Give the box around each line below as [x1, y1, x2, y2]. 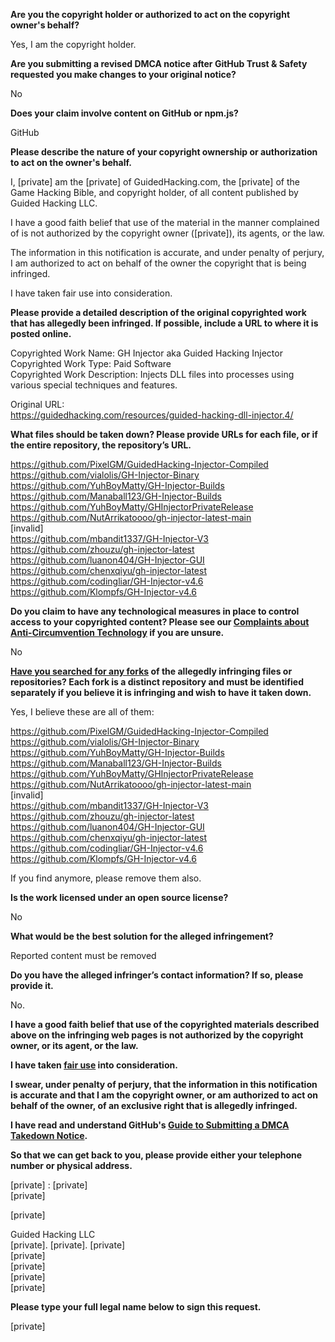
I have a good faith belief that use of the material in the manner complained [10, 217, 320, 228]
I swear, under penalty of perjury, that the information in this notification [10, 1079, 318, 1090]
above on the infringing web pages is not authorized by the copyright [10, 1029, 304, 1041]
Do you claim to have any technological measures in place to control [10, 605, 300, 617]
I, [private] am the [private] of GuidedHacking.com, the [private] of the [10, 176, 300, 188]
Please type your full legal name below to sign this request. [10, 1301, 262, 1313]
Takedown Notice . [10, 1130, 88, 1141]
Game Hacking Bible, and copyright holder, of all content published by [10, 187, 299, 198]
